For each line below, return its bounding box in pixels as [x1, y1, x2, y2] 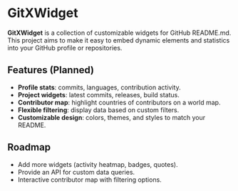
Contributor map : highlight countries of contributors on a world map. [17, 98, 221, 107]
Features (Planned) [7, 64, 95, 76]
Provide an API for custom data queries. [17, 168, 135, 176]
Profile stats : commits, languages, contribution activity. [17, 83, 181, 92]
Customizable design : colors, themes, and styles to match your [17, 113, 206, 121]
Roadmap [7, 141, 51, 153]
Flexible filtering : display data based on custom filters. [17, 105, 180, 114]
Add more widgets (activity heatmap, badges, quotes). [17, 160, 178, 168]
